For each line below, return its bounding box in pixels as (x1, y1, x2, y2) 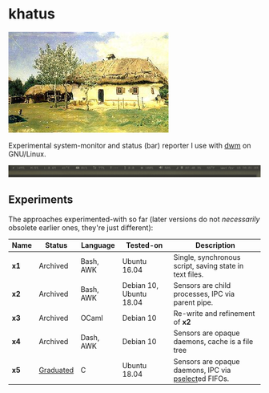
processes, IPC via (173, 289, 235, 298)
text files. (173, 269, 204, 279)
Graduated (38, 365, 74, 375)
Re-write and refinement (173, 309, 255, 318)
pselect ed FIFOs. (173, 374, 230, 383)
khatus (8, 5, 56, 23)
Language (81, 241, 115, 250)
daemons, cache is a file (173, 337, 254, 346)
